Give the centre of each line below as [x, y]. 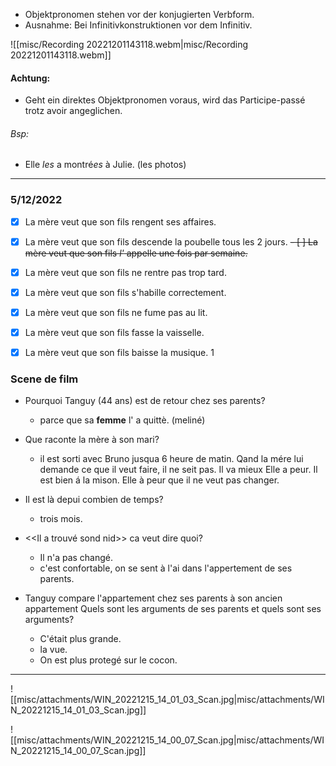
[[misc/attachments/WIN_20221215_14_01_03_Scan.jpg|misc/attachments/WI [167, 700]
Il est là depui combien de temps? [94, 500]
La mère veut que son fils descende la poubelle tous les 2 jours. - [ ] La [171, 241]
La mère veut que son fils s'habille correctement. [125, 292]
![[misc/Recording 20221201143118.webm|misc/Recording [129, 44]
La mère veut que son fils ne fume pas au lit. [116, 312]
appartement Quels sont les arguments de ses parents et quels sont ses [173, 609]
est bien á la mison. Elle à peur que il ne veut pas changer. [159, 480]
